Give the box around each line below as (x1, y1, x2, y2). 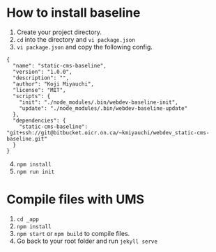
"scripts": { (13, 93, 51, 100)
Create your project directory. (16, 28, 102, 36)
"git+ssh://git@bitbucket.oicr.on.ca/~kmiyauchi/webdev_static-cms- (6, 129, 210, 136)
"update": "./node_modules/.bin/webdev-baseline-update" (19, 104, 188, 112)
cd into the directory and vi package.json (16, 35, 135, 43)
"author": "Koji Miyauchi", (13, 80, 95, 88)
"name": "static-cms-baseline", (13, 62, 107, 69)
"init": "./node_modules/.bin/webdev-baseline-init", (19, 99, 178, 106)
